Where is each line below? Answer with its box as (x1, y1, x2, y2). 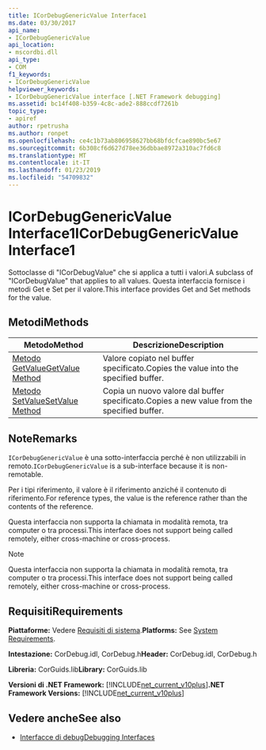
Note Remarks (8, 432, 78, 446)
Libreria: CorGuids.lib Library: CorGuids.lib (8, 664, 148, 674)
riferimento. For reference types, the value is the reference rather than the (8, 493, 248, 503)
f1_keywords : (8, 70, 51, 78)
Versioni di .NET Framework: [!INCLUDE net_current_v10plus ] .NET (8, 680, 225, 690)
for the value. (8, 292, 51, 302)
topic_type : (8, 108, 47, 116)
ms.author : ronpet (8, 129, 69, 137)
